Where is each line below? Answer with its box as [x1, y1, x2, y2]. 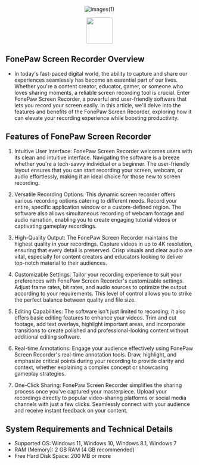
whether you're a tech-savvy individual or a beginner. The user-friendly [14, 160, 190, 167]
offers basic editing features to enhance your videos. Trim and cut [14, 314, 177, 321]
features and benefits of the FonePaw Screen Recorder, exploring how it [14, 108, 192, 115]
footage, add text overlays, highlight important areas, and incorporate [14, 320, 185, 327]
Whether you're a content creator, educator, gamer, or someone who [14, 82, 184, 89]
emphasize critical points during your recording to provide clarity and [14, 357, 184, 364]
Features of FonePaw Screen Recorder [5, 132, 151, 142]
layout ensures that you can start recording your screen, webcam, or [14, 166, 183, 173]
